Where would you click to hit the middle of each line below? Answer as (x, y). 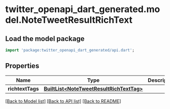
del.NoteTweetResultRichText (69, 20)
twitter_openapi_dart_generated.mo (83, 9)
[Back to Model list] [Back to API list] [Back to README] (63, 101)
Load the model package (45, 39)
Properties (22, 66)
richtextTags (23, 88)
